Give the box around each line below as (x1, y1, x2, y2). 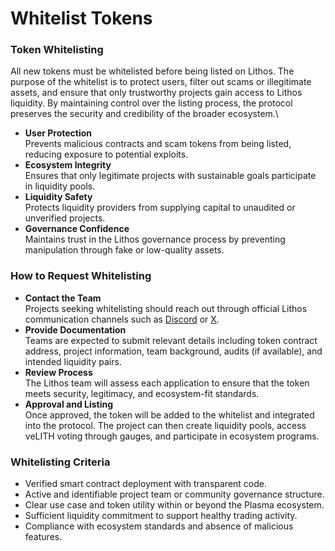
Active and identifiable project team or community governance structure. (24, 488, 325, 501)
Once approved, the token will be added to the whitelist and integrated (24, 408, 315, 421)
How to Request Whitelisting (10, 269, 152, 283)
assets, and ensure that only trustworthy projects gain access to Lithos (10, 87, 303, 99)
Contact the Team (24, 292, 102, 304)
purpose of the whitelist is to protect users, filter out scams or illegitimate (10, 76, 312, 88)
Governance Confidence (24, 223, 130, 235)
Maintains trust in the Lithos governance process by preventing (24, 233, 286, 246)
